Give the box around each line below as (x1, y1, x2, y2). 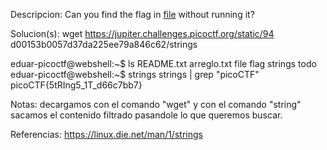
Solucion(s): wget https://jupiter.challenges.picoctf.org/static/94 (10, 28, 275, 39)
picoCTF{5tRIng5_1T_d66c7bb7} (10, 79, 143, 91)
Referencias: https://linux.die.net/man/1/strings (10, 129, 203, 140)
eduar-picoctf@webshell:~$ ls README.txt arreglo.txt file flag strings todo (10, 58, 317, 69)
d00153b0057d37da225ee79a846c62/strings (10, 39, 198, 50)
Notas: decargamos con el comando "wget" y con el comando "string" (10, 99, 302, 110)
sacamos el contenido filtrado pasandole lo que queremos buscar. (10, 109, 283, 121)
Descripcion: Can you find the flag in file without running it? (10, 9, 255, 20)
